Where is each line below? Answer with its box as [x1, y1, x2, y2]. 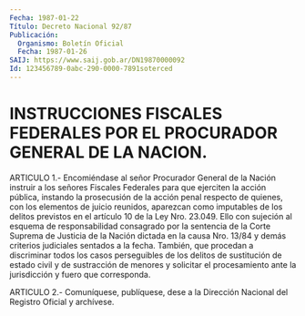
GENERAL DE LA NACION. [9, 142, 208, 163]
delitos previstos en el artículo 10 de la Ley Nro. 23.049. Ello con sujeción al [9, 210, 293, 221]
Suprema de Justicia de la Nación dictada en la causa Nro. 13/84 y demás [9, 229, 287, 241]
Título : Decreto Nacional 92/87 [9, 22, 132, 31]
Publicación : [9, 30, 59, 39]
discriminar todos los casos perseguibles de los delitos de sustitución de [9, 250, 282, 260]
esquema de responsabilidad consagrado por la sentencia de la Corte [9, 220, 271, 231]
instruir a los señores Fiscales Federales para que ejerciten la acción [9, 181, 267, 192]
